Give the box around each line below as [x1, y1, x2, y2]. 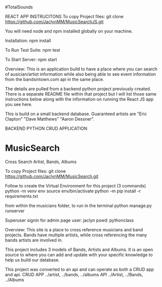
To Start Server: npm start [5, 57, 57, 62]
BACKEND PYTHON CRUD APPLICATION [5, 125, 88, 131]
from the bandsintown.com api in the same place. [5, 77, 105, 82]
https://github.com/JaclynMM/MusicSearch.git [5, 173, 99, 179]
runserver [5, 207, 25, 214]
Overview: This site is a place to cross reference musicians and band [5, 226, 144, 232]
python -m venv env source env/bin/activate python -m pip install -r [5, 188, 141, 194]
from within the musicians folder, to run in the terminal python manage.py [5, 203, 152, 208]
